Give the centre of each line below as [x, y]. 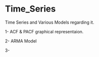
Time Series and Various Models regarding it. [50, 22]
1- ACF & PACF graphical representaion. [44, 31]
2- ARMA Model [21, 41]
